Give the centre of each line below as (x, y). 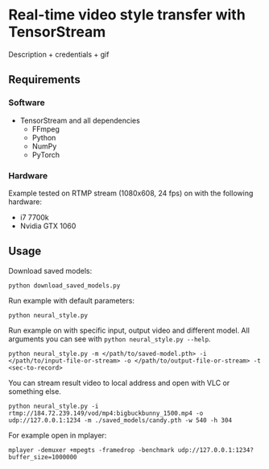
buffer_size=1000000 (43, 457)
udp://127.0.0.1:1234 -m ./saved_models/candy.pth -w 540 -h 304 (120, 420)
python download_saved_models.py (64, 285)
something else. (35, 391)
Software (27, 103)
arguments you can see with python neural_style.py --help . (110, 339)
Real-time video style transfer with (127, 15)
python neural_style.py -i (54, 406)
